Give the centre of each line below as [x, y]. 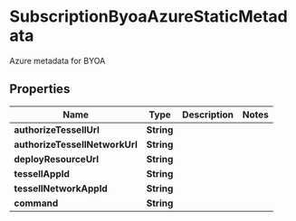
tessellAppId [42, 173]
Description [208, 115]
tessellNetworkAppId [61, 189]
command [36, 203]
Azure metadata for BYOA [57, 60]
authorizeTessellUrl [57, 130]
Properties [40, 89]
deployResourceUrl [57, 159]
